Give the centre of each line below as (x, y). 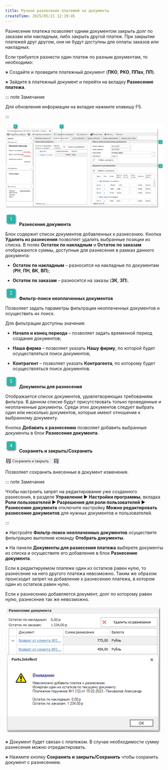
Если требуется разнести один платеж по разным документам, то (76, 57)
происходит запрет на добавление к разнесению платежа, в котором (80, 579)
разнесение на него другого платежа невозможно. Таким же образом (81, 574)
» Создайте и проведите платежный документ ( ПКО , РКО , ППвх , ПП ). (80, 72)
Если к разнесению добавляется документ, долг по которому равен (79, 594)
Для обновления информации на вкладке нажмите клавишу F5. (74, 106)
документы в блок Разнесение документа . (52, 433)
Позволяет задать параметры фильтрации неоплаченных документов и (82, 308)
